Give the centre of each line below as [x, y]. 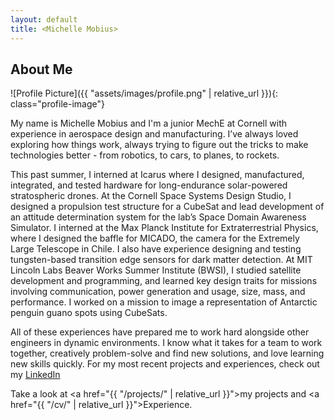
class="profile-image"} [57, 104]
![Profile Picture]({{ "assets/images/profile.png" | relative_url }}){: [144, 93]
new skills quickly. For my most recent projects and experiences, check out [165, 364]
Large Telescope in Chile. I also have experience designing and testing [156, 249]
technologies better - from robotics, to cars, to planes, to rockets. [145, 155]
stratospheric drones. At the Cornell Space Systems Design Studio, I [151, 196]
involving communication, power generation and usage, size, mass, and [158, 292]
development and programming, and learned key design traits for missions [164, 281]
